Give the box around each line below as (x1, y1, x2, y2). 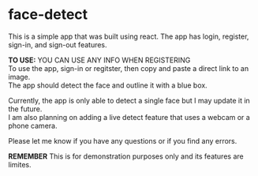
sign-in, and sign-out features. (8, 39, 108, 49)
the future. (8, 104, 43, 114)
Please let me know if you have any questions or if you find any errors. (8, 136, 237, 145)
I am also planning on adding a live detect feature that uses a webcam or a (8, 112, 250, 122)
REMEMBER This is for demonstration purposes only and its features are (8, 152, 244, 161)
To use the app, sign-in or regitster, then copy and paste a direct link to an (8, 63, 249, 73)
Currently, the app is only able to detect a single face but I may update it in (8, 95, 250, 105)
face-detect (8, 6, 88, 24)
